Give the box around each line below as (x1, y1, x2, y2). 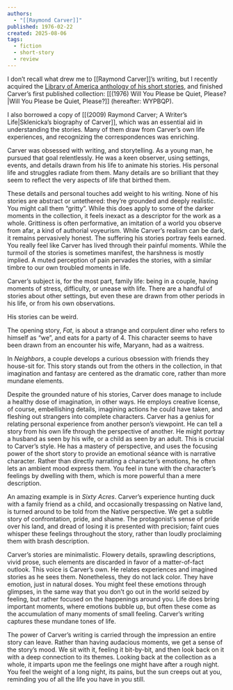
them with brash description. (7, 537, 90, 545)
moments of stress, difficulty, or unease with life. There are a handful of (7, 284, 213, 293)
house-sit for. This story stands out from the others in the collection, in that (7, 362, 223, 370)
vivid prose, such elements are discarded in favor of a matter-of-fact (7, 558, 204, 566)
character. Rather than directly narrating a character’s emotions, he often (7, 457, 216, 465)
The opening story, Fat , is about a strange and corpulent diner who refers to (7, 325, 225, 335)
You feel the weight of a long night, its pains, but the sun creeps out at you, (7, 667, 223, 676)
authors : (7, 10, 33, 17)
